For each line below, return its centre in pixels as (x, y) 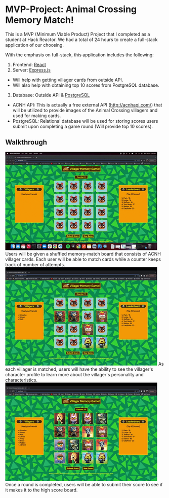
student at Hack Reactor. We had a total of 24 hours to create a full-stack (81, 40)
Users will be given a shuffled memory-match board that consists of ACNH (83, 254)
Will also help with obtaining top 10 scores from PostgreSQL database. (86, 85)
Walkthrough (26, 142)
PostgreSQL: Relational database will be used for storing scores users (85, 121)
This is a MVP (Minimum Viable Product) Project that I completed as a (78, 34)
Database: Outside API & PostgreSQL (51, 95)
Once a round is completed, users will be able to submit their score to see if (84, 484)
